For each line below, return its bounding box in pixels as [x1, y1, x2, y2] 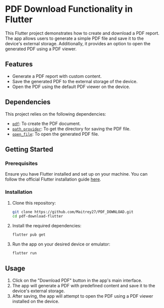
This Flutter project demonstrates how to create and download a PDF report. [5, 30, 160, 36]
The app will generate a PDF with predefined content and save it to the [12, 282, 156, 288]
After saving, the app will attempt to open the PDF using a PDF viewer [12, 293, 153, 299]
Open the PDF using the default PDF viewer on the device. [12, 84, 130, 90]
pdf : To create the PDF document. [12, 121, 81, 126]
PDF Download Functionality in [5, 3, 133, 15]
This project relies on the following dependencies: [5, 111, 107, 117]
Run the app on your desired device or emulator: [12, 241, 110, 247]
